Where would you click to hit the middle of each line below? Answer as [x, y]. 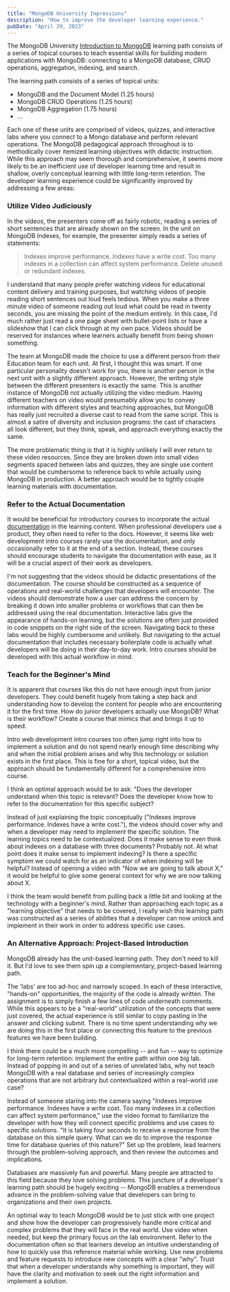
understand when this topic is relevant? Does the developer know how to [110, 797]
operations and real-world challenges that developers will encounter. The [111, 591]
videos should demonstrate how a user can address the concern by [103, 598]
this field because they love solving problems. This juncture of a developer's [115, 1180]
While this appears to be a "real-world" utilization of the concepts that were [114, 1008]
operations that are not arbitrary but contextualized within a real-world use [113, 1080]
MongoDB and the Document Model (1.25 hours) [85, 94]
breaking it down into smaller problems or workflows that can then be [105, 605]
